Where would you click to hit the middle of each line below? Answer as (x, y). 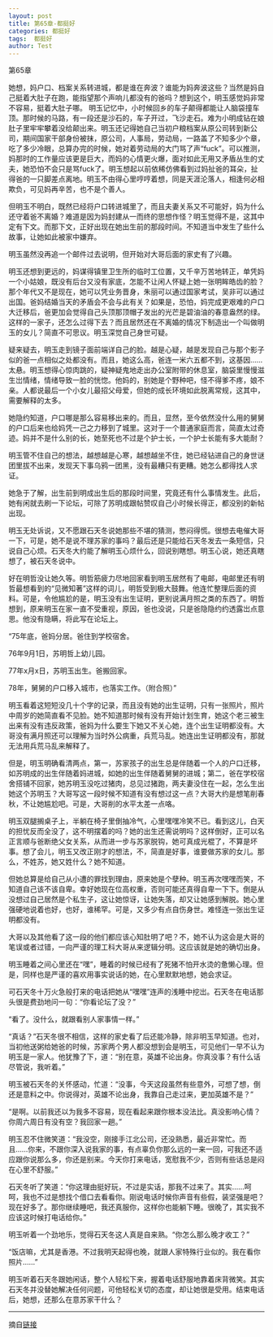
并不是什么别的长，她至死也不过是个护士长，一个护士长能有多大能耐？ (147, 438)
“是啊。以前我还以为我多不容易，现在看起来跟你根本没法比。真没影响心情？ (135, 1112)
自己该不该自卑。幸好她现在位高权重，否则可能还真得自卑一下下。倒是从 (143, 889)
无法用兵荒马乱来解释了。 (51, 746)
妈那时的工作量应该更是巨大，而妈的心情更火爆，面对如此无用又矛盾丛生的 (133, 158)
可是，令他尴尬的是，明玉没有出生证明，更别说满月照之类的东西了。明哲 (143, 599)
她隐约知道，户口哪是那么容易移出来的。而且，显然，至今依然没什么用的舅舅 (136, 418)
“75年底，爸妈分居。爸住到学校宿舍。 (71, 636)
